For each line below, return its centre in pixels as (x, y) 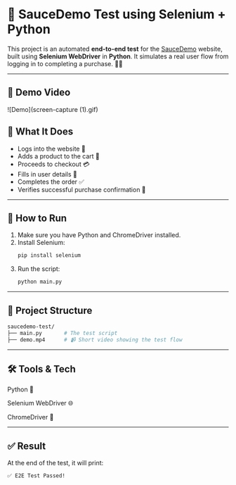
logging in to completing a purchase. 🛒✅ (65, 63)
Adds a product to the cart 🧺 (59, 156)
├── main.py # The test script (63, 333)
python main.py (40, 282)
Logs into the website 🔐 (51, 149)
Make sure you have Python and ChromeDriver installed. (99, 235)
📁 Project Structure (50, 310)
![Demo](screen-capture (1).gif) (53, 109)
